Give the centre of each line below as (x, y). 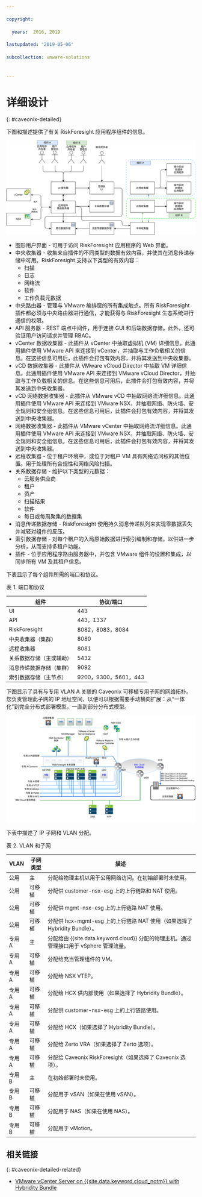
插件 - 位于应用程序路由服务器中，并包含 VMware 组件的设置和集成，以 (103, 554)
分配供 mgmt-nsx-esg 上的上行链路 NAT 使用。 (107, 908)
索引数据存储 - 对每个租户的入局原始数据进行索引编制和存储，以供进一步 (105, 539)
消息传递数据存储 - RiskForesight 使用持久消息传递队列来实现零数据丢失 (104, 524)
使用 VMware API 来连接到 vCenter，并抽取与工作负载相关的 (106, 351)
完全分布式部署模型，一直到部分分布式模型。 (75, 707)
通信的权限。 (31, 321)
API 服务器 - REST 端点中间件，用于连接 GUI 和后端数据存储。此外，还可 (105, 328)
